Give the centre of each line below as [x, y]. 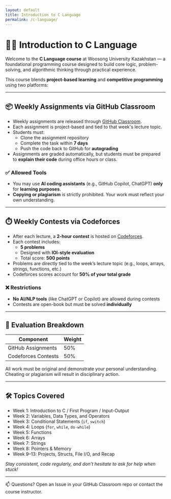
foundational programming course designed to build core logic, [72, 64]
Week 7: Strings [29, 443]
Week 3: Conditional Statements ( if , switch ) [59, 421]
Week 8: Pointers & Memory [42, 449]
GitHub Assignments [32, 348]
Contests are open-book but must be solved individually [72, 304]
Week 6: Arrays [29, 438]
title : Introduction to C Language [43, 15]
